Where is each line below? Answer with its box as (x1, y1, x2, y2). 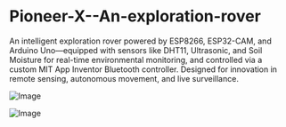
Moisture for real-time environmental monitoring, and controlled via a (9, 54, 263, 65)
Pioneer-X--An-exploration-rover (9, 6, 261, 27)
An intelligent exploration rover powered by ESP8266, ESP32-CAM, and (9, 36, 272, 46)
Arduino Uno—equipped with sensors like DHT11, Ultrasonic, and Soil (9, 44, 263, 55)
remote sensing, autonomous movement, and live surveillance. (9, 73, 239, 83)
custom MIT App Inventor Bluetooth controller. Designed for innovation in (9, 64, 278, 75)
